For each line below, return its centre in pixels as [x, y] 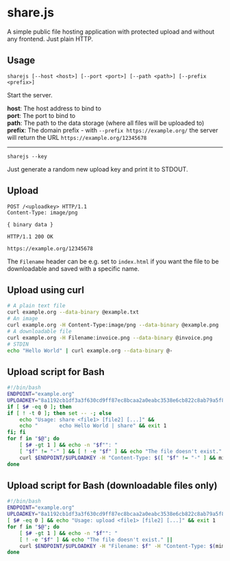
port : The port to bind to [41, 115]
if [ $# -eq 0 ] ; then [39, 407]
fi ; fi [16, 432]
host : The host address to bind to [54, 108]
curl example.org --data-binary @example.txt [73, 312]
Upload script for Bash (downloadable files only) [112, 485]
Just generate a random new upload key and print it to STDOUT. [98, 169]
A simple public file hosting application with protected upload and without [111, 32]
